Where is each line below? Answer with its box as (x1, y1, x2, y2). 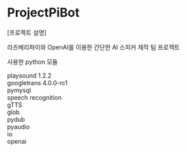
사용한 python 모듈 (7, 57, 58, 66)
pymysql (7, 86, 32, 94)
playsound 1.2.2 (7, 71, 52, 80)
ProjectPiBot (7, 5, 80, 21)
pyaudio (7, 122, 30, 131)
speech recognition (7, 93, 62, 101)
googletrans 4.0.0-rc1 (7, 78, 68, 87)
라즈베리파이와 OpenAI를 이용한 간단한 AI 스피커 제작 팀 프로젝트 (7, 43, 180, 51)
